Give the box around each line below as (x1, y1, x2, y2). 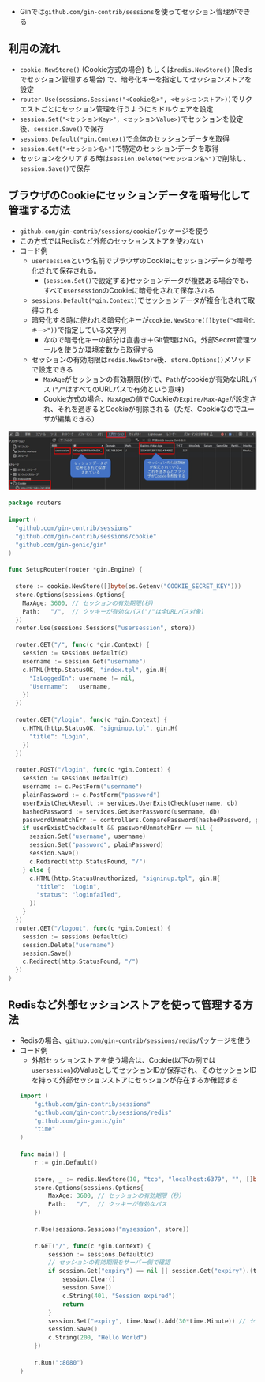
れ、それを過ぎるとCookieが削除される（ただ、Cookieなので (43, 404, 241, 413)
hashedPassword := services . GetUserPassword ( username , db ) (22, 807, 221, 816)
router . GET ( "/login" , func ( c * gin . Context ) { (15, 716, 168, 724)
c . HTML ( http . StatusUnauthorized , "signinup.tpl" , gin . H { (28, 874, 221, 882)
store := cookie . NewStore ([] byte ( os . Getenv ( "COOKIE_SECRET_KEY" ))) (15, 583, 242, 591)
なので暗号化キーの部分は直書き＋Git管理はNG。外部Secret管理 (43, 334, 250, 344)
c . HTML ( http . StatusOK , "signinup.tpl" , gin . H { (22, 724, 178, 732)
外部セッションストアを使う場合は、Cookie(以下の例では (31, 1055, 216, 1065)
